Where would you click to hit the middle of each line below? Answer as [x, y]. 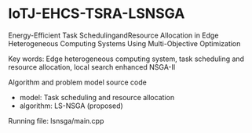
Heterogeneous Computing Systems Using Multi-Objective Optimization [124, 43]
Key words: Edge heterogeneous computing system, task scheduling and [126, 59]
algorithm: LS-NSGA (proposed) [71, 106]
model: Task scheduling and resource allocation [97, 97]
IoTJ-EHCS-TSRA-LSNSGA [97, 14]
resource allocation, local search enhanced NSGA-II [92, 66]
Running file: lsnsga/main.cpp [56, 120]
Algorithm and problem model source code [77, 82]
